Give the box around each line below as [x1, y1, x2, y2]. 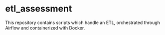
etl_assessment [5, 3, 72, 14]
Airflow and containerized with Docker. [5, 24, 85, 30]
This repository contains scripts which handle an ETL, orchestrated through [5, 19, 161, 25]
